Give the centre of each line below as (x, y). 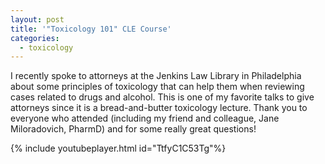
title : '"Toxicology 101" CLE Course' (91, 29)
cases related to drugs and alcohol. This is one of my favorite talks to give (162, 97)
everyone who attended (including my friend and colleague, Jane (145, 118)
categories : (35, 38)
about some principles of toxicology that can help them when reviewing (157, 87)
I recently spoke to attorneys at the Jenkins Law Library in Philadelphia (156, 76)
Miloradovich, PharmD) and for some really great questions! (133, 129)
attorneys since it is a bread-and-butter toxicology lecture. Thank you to (159, 108)
